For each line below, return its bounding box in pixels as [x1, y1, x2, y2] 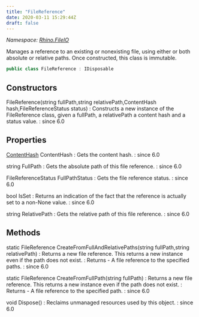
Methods [6, 228, 41, 238]
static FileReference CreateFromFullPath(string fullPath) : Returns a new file [6, 274, 193, 282]
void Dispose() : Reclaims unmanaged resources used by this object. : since [6, 298, 194, 306]
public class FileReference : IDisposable [6, 66, 114, 72]
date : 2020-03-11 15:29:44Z [6, 14, 77, 20]
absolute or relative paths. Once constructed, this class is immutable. [6, 55, 177, 62]
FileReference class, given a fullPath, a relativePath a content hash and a [6, 112, 186, 119]
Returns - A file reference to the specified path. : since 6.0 [6, 287, 150, 294]
